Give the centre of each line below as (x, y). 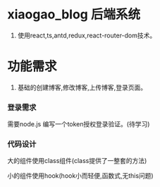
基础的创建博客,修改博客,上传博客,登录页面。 (82, 87)
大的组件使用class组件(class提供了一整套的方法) (77, 161)
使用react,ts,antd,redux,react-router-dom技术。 (87, 35)
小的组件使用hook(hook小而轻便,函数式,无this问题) (80, 176)
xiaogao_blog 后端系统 (74, 14)
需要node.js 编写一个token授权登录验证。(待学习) (79, 124)
